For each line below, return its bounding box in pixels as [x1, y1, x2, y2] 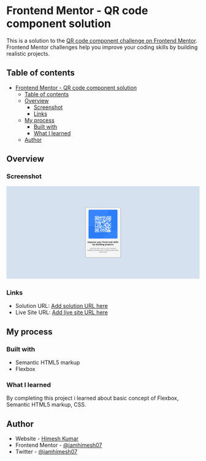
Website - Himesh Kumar [15, 435, 78, 443]
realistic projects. [6, 50, 50, 57]
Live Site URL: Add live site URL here [15, 309, 109, 316]
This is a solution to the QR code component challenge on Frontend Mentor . [6, 37, 197, 44]
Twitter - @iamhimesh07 [15, 448, 78, 455]
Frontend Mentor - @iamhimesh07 [15, 441, 102, 449]
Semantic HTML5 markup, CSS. [6, 401, 87, 408]
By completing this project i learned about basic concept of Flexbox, [6, 394, 179, 402]
